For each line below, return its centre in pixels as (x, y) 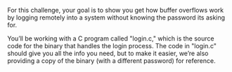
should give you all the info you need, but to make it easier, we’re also (108, 53)
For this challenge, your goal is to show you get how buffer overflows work (115, 10)
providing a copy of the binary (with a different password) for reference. (111, 61)
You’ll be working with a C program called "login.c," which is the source (111, 38)
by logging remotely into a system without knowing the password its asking (116, 17)
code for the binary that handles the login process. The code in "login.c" (112, 46)
